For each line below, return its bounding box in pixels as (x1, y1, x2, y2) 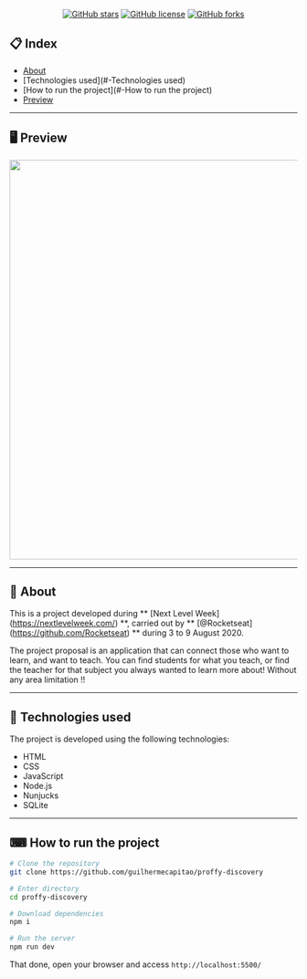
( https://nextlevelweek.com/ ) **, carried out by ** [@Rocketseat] (9, 617, 253, 629)
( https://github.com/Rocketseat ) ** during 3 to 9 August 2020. (9, 627, 244, 638)
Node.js (22, 781, 53, 792)
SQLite (22, 800, 48, 811)
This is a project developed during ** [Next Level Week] (9, 608, 220, 619)
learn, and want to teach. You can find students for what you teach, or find (9, 655, 290, 666)
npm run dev (9, 942, 55, 952)
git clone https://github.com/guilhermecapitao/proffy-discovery (9, 868, 263, 877)
